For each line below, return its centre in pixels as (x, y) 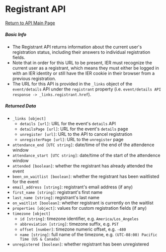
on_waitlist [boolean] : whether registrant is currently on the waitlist (83, 203)
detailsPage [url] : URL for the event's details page (74, 129)
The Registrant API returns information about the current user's (77, 47)
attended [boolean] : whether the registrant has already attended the (83, 166)
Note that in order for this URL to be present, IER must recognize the (82, 63)
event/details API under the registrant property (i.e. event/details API (87, 89)
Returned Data (21, 106)
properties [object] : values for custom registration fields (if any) (80, 208)
